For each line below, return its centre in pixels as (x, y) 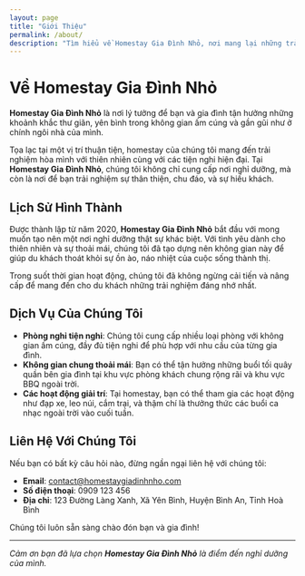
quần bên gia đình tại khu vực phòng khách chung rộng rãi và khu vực (154, 374)
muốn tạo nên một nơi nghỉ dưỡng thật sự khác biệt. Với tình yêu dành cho (148, 239)
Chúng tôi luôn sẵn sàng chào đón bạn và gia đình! (104, 527)
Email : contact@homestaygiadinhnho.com (102, 481)
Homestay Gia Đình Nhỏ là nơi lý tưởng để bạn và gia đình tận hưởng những (152, 113)
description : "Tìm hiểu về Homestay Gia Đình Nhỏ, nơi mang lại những (146, 43)
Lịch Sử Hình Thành (66, 207)
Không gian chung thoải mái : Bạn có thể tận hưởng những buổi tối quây (157, 365)
